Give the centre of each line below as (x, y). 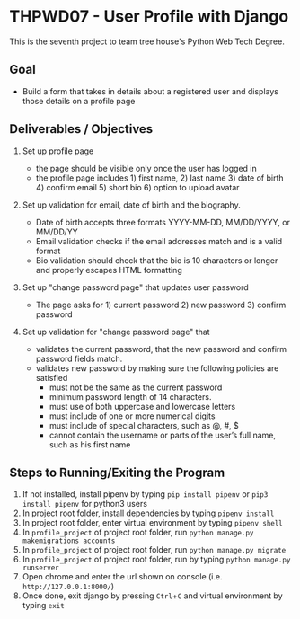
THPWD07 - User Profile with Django (149, 17)
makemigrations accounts (69, 541)
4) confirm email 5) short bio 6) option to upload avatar (137, 187)
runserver (41, 568)
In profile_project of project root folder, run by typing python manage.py (156, 560)
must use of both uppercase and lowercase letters (142, 406)
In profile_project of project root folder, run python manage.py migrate (154, 550)
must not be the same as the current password (136, 387)
